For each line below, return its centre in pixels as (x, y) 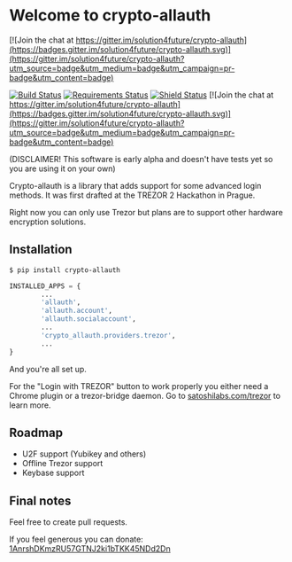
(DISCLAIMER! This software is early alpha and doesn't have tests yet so (141, 159)
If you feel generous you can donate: (76, 539)
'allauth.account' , (77, 311)
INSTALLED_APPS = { (45, 286)
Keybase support (53, 473)
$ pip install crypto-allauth (65, 270)
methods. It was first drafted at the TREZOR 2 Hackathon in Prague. (132, 195)
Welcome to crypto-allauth (110, 16)
